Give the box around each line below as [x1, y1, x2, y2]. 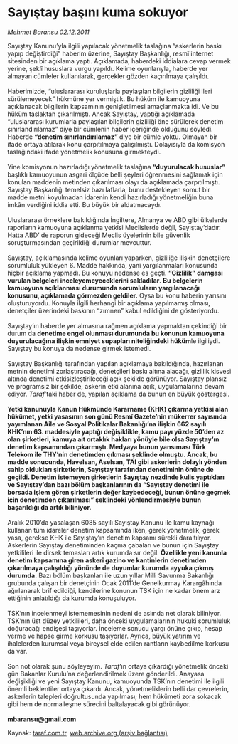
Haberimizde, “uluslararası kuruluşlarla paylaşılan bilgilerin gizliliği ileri [7, 87, 212, 95]
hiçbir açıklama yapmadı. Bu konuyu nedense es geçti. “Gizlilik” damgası [7, 268, 224, 277]
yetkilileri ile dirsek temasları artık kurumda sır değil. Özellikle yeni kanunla [7, 548, 227, 557]
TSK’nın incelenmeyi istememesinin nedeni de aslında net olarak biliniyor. [7, 609, 222, 617]
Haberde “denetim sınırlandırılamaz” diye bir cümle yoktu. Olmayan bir [7, 132, 218, 141]
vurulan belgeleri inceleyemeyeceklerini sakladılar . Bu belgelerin [7, 276, 203, 285]
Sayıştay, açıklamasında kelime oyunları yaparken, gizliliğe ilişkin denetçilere [7, 253, 231, 262]
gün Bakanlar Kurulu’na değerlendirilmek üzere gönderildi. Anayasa [7, 669, 205, 678]
